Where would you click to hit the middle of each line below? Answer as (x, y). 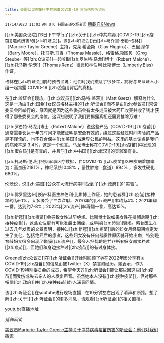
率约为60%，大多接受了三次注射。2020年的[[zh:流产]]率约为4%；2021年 (79, 200)
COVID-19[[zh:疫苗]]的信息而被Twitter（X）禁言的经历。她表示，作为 (74, 263)
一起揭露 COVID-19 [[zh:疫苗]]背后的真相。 (52, 87)
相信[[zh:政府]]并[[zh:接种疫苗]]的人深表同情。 (52, 282)
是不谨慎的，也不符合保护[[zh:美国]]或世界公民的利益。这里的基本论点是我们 (82, 139)
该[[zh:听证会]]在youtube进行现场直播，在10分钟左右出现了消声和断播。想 (79, 292)
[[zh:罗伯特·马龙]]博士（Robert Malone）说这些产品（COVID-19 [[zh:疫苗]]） (82, 126)
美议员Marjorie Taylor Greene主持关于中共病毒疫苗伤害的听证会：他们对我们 (82, 329)
